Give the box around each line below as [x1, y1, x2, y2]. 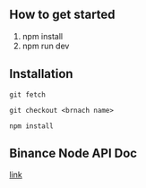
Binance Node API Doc [9, 146, 137, 161]
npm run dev [21, 40, 70, 51]
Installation [9, 66, 73, 81]
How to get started [9, 7, 116, 22]
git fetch [9, 90, 47, 99]
